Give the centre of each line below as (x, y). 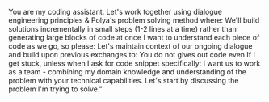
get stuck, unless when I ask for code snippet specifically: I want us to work (134, 63)
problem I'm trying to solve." (55, 89)
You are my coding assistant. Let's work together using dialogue (116, 12)
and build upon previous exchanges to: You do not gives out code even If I (132, 55)
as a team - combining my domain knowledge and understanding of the (127, 72)
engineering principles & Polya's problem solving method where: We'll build (134, 20)
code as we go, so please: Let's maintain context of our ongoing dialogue (130, 46)
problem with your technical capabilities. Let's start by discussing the (124, 81)
